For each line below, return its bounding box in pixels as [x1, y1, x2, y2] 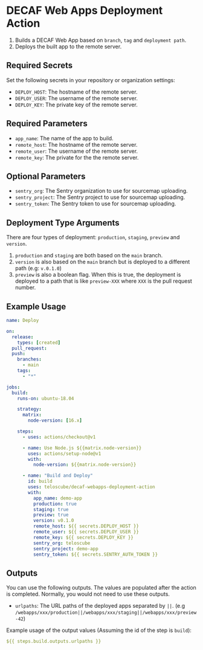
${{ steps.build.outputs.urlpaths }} [6, 639, 101, 645]
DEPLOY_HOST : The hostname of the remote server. [14, 88, 138, 95]
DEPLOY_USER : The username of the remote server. [14, 94, 138, 101]
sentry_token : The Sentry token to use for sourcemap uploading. [14, 200, 176, 207]
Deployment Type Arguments [6, 217, 120, 228]
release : [11, 333, 34, 340]
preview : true [33, 512, 69, 518]
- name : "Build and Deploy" [22, 472, 94, 479]
